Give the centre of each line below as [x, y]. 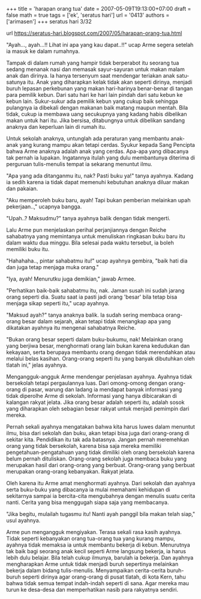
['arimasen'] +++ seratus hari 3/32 [49, 21]
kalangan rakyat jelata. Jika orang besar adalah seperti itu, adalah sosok [95, 402]
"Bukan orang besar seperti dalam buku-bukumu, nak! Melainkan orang [94, 339]
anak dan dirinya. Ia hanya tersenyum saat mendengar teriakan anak [91, 76]
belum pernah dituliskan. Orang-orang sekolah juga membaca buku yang [97, 459]
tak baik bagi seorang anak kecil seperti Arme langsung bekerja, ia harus [96, 551]
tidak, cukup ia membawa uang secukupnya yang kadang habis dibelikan [97, 114]
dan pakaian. [22, 188]
